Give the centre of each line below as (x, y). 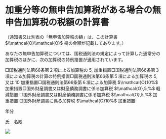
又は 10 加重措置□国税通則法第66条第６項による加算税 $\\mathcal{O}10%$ (82, 82)
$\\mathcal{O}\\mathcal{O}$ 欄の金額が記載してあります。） (66, 43)
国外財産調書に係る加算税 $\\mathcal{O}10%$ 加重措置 (79, 101)
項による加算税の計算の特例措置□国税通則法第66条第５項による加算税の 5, (82, 76)
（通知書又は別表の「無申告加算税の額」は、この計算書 (61, 37)
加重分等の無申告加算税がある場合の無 (83, 10)
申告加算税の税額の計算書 (57, 22)
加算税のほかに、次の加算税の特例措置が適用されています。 (65, 59)
